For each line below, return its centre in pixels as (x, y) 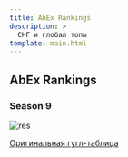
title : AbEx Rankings (50, 18)
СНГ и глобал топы (53, 34)
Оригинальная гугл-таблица (64, 142)
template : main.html (49, 43)
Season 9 (30, 105)
